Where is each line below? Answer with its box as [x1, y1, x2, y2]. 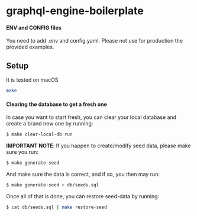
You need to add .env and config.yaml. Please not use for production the [6, 37, 183, 44]
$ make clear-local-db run [6, 131, 73, 137]
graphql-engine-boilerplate [6, 4, 144, 18]
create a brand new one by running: [6, 120, 93, 127]
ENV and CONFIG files [6, 24, 62, 31]
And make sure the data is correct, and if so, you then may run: [6, 170, 160, 178]
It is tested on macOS [6, 76, 59, 83]
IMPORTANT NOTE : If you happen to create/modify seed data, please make [6, 142, 191, 149]
